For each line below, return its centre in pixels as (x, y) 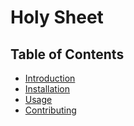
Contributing (50, 110)
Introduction (50, 78)
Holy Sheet (57, 17)
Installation (47, 89)
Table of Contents (67, 54)
